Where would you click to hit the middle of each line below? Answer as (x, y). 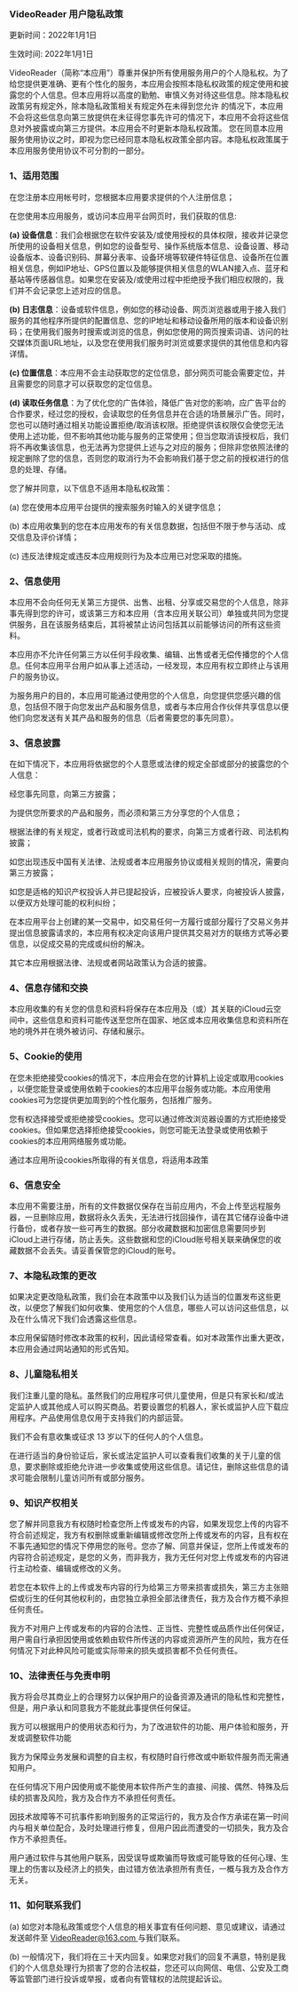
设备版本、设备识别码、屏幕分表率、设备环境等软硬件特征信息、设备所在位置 (149, 257)
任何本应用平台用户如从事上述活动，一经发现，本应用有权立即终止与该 (153, 665)
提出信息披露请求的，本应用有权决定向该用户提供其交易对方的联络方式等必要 (149, 933)
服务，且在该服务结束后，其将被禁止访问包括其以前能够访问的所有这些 (145, 624)
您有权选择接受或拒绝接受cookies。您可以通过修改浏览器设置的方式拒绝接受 (148, 1118)
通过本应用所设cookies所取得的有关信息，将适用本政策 (109, 1160)
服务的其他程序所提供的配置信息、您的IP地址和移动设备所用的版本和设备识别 (149, 320)
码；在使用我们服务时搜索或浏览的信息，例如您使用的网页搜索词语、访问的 (145, 332)
